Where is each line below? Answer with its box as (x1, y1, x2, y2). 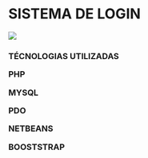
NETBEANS (8, 123, 54, 134)
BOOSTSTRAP (8, 141, 66, 152)
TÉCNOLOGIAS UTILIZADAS (8, 50, 120, 61)
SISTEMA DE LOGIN (8, 5, 142, 23)
